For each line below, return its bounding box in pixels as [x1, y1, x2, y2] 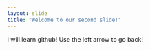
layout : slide [7, 10, 48, 17]
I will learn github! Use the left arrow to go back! [7, 35, 143, 43]
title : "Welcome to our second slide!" [7, 16, 122, 23]
